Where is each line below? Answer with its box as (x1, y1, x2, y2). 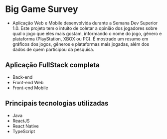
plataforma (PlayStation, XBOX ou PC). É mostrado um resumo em (12, 36, 149, 42)
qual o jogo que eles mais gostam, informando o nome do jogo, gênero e (12, 30, 162, 36)
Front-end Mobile (12, 85, 48, 91)
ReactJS (12, 118, 30, 124)
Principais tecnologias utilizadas (5, 99, 109, 108)
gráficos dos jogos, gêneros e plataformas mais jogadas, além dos (12, 41, 150, 47)
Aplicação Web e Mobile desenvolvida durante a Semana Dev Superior (12, 20, 158, 26)
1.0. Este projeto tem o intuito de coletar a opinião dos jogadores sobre (12, 25, 158, 31)
